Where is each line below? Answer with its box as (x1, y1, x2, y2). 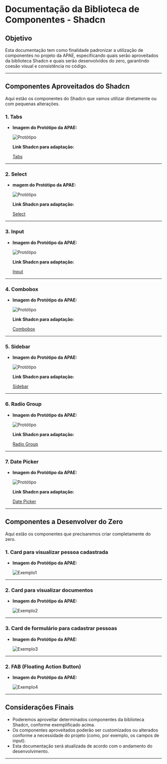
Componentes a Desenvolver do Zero (5, 517, 123, 526)
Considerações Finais (5, 703, 74, 712)
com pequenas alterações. (5, 101, 60, 107)
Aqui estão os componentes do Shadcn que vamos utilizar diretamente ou (5, 95, 157, 101)
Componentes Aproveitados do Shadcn (5, 82, 130, 91)
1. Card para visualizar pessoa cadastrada (5, 548, 108, 555)
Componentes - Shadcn (5, 14, 106, 25)
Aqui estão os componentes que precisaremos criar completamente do (5, 530, 151, 537)
